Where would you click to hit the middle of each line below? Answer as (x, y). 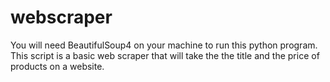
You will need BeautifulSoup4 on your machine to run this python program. (164, 45)
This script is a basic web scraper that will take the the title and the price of (165, 55)
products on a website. (57, 66)
